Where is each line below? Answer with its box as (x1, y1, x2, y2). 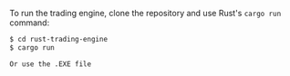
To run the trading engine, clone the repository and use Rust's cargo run (9, 8, 282, 18)
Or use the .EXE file (9, 59, 92, 69)
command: (9, 17, 50, 28)
